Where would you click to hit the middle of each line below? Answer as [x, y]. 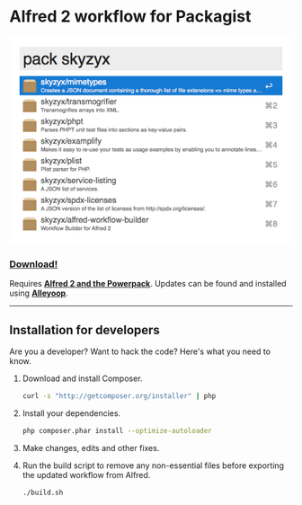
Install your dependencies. [71, 413]
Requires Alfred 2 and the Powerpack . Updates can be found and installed [148, 284]
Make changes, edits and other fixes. [91, 447]
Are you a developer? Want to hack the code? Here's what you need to [140, 351]
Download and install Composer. [82, 378]
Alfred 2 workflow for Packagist [130, 17]
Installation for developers [84, 330]
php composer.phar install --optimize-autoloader [117, 430]
